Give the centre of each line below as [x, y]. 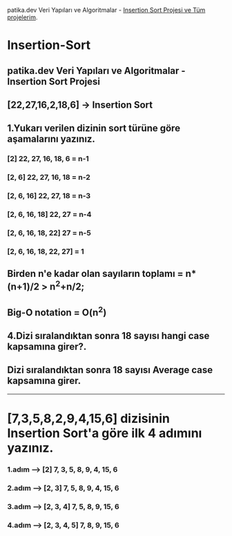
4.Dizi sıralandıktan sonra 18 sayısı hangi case [108, 336]
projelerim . [22, 17]
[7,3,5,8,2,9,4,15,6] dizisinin [89, 419]
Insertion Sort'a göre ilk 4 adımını [105, 433]
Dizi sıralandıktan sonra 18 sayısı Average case [110, 370]
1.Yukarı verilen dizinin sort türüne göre [94, 128]
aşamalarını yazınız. [51, 139]
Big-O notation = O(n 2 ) [57, 311]
